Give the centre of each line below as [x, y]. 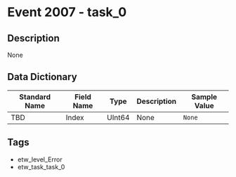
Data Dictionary [42, 77]
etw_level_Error [40, 159]
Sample [204, 97]
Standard [35, 97]
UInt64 [118, 117]
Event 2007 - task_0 [67, 12]
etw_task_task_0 [41, 166]
